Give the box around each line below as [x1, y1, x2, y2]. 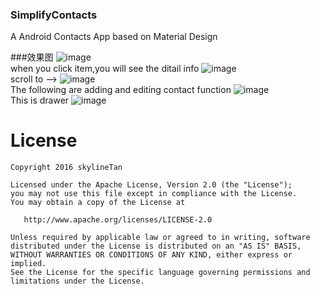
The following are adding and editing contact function [10, 84, 232, 96]
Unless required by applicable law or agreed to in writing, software [10, 233, 311, 243]
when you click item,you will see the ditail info [10, 63, 200, 75]
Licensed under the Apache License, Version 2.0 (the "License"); [10, 180, 293, 190]
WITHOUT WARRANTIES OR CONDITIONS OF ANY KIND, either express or [10, 250, 293, 260]
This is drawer [10, 94, 70, 107]
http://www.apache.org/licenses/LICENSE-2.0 [23, 215, 213, 225]
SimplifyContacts [10, 8, 98, 22]
